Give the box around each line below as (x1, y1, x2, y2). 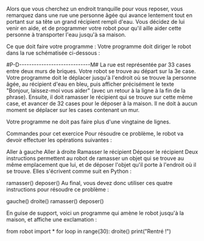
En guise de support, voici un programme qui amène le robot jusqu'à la (6, 209, 185, 217)
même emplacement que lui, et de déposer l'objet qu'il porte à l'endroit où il (6, 161, 197, 168)
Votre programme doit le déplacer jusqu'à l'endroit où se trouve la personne (6, 74, 197, 81)
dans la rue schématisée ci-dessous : (6, 49, 100, 57)
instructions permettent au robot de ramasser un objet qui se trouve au (6, 155, 185, 162)
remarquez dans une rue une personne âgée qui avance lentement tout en (6, 12, 193, 19)
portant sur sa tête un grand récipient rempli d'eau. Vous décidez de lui (6, 18, 185, 25)
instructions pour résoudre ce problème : (6, 186, 110, 193)
